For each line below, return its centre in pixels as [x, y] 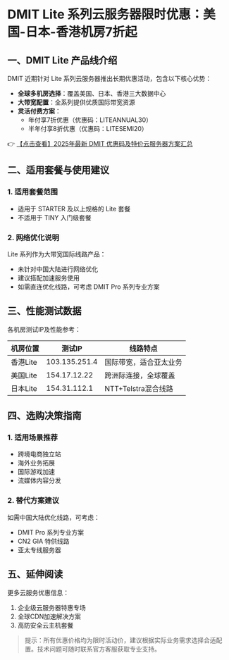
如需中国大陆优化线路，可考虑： [54, 517]
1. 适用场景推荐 [33, 437]
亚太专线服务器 [39, 549]
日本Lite [24, 388]
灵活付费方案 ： [39, 111]
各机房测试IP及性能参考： [44, 329]
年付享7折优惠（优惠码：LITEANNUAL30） [90, 120]
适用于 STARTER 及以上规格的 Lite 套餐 [74, 208]
